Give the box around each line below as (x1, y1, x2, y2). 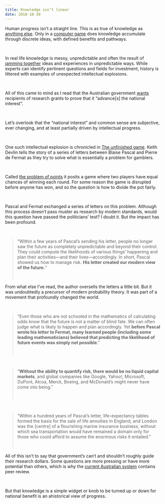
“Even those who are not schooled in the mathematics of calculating (17, 313, 156, 319)
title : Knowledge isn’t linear (5, 7, 69, 12)
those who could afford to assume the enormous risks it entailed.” (17, 433, 151, 440)
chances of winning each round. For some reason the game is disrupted (5, 179, 151, 185)
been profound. (5, 219, 37, 225)
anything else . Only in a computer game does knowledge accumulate (5, 31, 146, 37)
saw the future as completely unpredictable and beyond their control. (17, 243, 158, 250)
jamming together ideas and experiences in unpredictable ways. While (5, 60, 148, 66)
